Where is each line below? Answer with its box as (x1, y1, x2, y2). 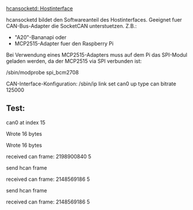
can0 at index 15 (6, 119, 46, 126)
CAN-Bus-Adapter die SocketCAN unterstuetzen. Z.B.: (6, 23, 137, 29)
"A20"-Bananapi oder (14, 34, 67, 40)
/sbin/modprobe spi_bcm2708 (6, 69, 79, 75)
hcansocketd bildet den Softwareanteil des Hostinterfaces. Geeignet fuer (6, 16, 182, 23)
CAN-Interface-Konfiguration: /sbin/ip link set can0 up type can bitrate (6, 80, 177, 87)
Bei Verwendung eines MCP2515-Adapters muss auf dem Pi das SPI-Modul (6, 51, 188, 58)
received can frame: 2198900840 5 (6, 153, 92, 160)
